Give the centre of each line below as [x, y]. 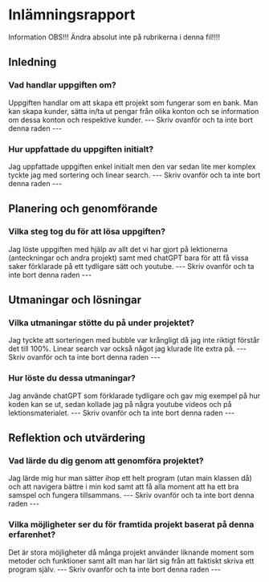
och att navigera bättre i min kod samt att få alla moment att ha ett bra [124, 486]
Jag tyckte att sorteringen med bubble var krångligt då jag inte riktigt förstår [134, 340]
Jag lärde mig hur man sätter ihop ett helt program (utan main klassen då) [130, 478]
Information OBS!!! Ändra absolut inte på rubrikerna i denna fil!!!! [114, 37]
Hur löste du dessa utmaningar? [72, 378]
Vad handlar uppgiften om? [62, 85]
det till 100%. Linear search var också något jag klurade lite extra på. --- [128, 349]
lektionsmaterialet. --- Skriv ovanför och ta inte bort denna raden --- [122, 413]
